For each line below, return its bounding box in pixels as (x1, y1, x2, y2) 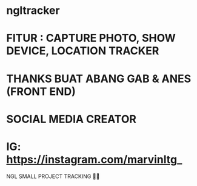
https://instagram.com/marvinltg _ (6, 152, 182, 166)
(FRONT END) (6, 85, 76, 98)
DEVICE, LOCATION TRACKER (6, 44, 159, 58)
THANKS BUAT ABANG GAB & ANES (6, 72, 192, 85)
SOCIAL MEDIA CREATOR (6, 112, 136, 126)
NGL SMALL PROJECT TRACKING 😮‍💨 (6, 173, 100, 180)
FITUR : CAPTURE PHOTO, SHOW (6, 31, 176, 45)
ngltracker (6, 4, 60, 18)
